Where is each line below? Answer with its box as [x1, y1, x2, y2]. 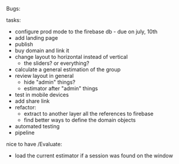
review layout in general [14, 72, 74, 79]
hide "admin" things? [23, 78, 76, 86]
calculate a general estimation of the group [14, 66, 121, 73]
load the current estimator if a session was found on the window [14, 152, 173, 159]
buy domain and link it [14, 47, 70, 54]
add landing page [14, 34, 58, 41]
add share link [14, 97, 50, 105]
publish [14, 41, 33, 48]
